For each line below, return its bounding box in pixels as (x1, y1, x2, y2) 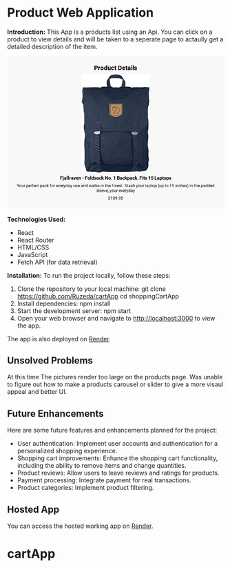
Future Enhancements (7, 408, 105, 419)
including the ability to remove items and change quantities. (17, 462, 187, 470)
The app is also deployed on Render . (7, 334, 112, 343)
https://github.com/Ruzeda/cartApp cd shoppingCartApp (17, 292, 179, 300)
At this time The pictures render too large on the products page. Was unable (7, 373, 223, 381)
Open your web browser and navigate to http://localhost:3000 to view (17, 314, 216, 322)
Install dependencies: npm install (17, 299, 111, 307)
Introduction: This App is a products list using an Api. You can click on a (7, 28, 213, 36)
